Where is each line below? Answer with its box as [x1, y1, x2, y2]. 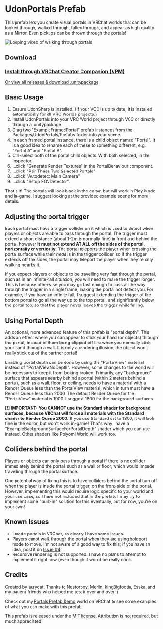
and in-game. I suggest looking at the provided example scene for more [5, 193, 148, 199]
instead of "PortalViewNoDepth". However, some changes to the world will [5, 364, 154, 371]
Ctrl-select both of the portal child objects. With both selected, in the [12, 152, 150, 159]
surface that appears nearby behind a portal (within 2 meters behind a [5, 375, 146, 381]
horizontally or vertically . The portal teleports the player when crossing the [5, 246, 157, 252]
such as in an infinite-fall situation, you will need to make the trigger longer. [5, 276, 155, 282]
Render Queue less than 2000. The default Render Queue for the [5, 391, 135, 397]
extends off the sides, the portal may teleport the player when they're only [5, 257, 154, 263]
